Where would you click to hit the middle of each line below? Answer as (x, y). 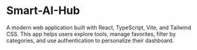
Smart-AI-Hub (43, 11)
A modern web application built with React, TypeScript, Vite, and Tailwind (99, 27)
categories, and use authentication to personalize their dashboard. (90, 40)
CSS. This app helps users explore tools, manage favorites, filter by (91, 34)
